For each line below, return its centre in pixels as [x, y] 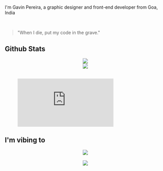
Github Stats [25, 49]
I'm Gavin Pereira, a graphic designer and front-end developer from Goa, [81, 7]
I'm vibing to [25, 140]
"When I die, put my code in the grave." [59, 33]
